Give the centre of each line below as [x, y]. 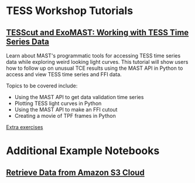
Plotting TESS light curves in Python [58, 103]
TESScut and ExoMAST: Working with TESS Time [97, 33]
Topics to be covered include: [42, 86]
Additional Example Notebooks [83, 151]
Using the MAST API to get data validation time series [79, 97]
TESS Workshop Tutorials [70, 11]
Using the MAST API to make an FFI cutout [66, 109]
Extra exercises [25, 127]
